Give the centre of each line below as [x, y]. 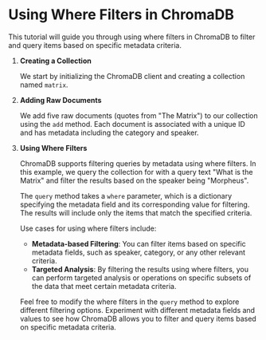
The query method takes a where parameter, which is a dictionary [126, 196]
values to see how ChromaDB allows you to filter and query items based [138, 318]
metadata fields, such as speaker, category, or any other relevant [138, 252]
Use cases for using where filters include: [88, 228]
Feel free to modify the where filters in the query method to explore [129, 302]
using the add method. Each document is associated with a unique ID [132, 124]
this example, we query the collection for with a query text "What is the [136, 172]
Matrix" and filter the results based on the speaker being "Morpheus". [134, 180]
